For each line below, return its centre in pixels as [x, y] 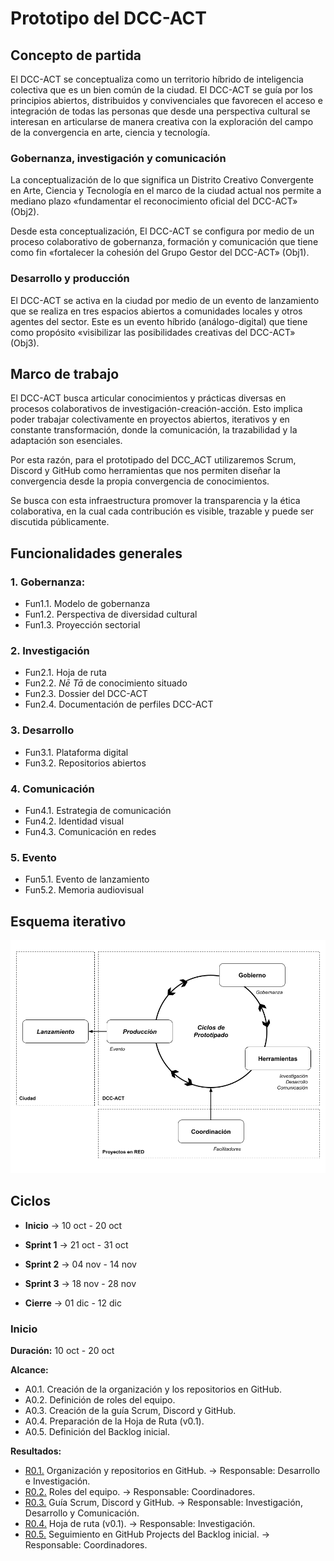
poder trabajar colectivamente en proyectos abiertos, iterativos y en [150, 419]
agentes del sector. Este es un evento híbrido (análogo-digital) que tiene [159, 321]
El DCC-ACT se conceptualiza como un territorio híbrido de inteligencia [157, 79]
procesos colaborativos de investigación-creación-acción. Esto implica [156, 409]
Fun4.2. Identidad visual [74, 821]
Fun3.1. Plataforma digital [76, 752]
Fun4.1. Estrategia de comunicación [98, 810]
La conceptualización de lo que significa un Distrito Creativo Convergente [162, 180]
